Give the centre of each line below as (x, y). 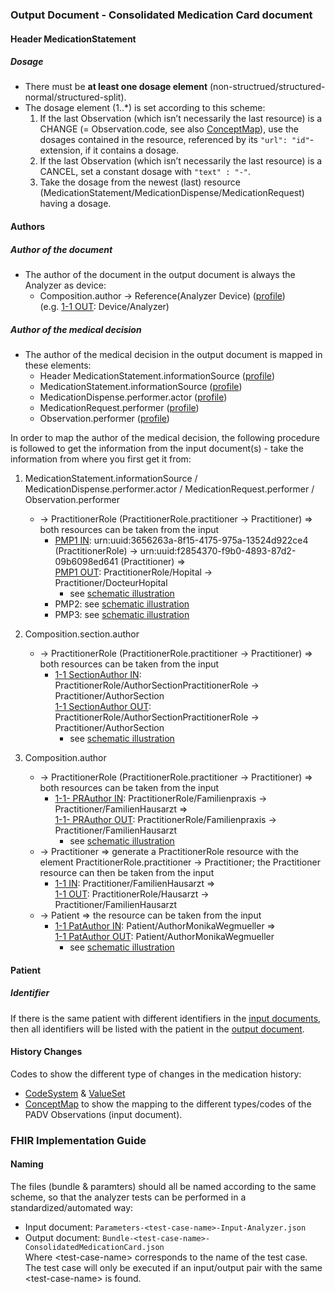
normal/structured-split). (75, 97)
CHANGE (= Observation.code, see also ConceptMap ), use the (169, 129)
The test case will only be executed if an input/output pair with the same (173, 1267)
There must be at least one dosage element (116, 87)
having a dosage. (75, 204)
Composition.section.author (82, 634)
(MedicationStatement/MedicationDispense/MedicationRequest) (172, 193)
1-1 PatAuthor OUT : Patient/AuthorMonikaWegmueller (164, 937)
